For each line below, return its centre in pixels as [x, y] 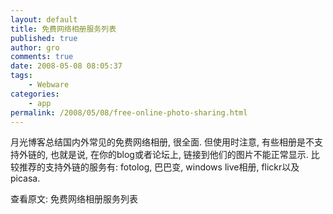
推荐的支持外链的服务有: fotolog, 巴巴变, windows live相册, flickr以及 [159, 167]
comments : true [42, 57]
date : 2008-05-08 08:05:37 [66, 66]
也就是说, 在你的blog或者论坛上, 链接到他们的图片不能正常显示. [179, 155]
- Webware [49, 85]
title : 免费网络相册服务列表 [63, 29]
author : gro [35, 47]
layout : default [44, 19]
